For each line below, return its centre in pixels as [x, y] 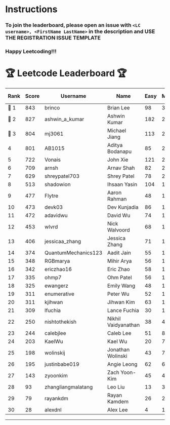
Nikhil [114, 319]
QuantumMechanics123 [74, 253]
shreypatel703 [62, 176]
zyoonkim [56, 375]
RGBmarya [57, 261]
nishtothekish [61, 322]
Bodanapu [119, 151]
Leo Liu [116, 387]
